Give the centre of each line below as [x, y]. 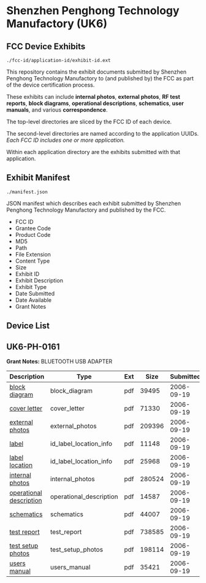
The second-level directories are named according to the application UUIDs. [103, 133]
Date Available [33, 300]
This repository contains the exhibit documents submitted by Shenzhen [97, 72]
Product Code [33, 234]
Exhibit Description [39, 280]
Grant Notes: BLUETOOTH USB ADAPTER [59, 361]
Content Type [32, 261]
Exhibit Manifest [38, 178]
